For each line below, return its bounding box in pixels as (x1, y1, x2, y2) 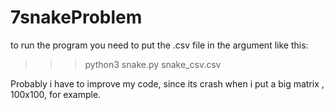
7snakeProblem (10, 6, 143, 29)
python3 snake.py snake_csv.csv (84, 58, 222, 70)
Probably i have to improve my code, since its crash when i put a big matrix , (10, 77, 325, 90)
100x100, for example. (10, 88, 102, 100)
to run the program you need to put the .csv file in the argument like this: (10, 39, 309, 51)
